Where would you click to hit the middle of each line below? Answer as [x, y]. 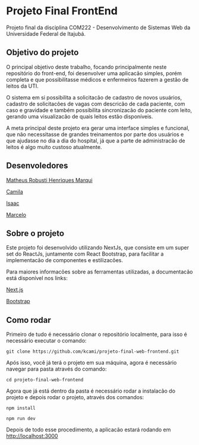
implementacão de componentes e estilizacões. [65, 260]
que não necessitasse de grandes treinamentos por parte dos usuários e [95, 134]
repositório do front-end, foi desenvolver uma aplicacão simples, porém [94, 73]
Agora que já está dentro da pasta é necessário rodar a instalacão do [91, 391]
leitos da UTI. [22, 86]
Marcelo [16, 214]
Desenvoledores [37, 166]
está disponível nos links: [37, 278]
